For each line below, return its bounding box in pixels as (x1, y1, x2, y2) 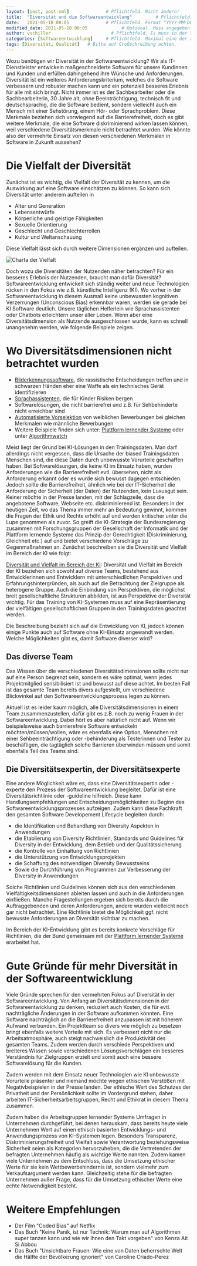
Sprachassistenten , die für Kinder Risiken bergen (14, 394, 133, 402)
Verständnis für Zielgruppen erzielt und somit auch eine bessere (6, 1054, 162, 1061)
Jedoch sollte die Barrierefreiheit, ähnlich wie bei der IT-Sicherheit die (6, 481, 175, 488)
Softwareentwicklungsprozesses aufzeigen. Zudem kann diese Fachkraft (6, 805, 183, 812)
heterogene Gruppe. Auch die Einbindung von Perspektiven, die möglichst (6, 586, 185, 593)
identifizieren (14, 389, 47, 396)
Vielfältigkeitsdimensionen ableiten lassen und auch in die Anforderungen (6, 890, 184, 897)
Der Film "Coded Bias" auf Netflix (14, 1222, 96, 1230)
